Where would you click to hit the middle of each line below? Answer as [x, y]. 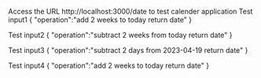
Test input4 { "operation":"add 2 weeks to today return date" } [109, 65]
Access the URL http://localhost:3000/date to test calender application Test [130, 11]
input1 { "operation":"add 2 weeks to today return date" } [100, 20]
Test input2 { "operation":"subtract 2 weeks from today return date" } [120, 35]
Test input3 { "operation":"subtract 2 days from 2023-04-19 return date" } [128, 50]
